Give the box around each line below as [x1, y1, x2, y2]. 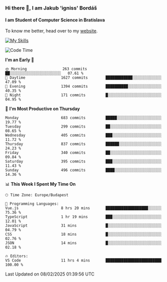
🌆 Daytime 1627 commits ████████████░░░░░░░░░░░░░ [5, 75, 162, 80]
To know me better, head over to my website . [5, 28, 98, 34]
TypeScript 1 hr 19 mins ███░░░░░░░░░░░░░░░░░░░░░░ [5, 214, 162, 220]
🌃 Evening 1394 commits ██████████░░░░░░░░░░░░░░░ [5, 84, 162, 89]
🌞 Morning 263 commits [5, 67, 87, 72]
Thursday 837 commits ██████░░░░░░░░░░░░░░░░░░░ [5, 141, 162, 146]
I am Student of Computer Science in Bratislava [5, 17, 105, 23]
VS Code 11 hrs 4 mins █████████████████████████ [5, 258, 162, 263]
